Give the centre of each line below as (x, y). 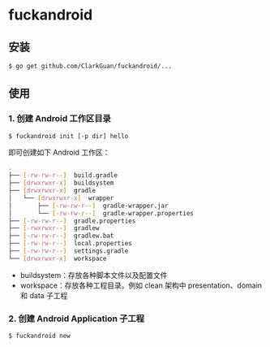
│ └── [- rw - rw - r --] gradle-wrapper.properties (101, 213)
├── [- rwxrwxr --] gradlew (54, 228)
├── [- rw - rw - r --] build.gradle (63, 176)
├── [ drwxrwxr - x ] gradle (52, 191)
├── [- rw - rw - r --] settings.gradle (69, 251)
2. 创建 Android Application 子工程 (76, 319)
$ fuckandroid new (39, 336)
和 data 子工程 (44, 295)
